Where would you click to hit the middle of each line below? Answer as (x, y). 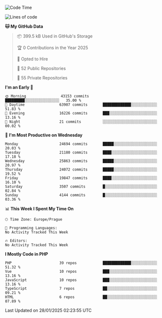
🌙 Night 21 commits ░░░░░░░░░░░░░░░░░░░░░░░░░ (81, 122)
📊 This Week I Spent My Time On (39, 209)
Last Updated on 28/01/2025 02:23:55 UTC (49, 310)
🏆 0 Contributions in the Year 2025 (52, 48)
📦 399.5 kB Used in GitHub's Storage (55, 36)
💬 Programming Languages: (31, 228)
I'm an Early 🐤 (19, 87)
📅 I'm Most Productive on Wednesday (44, 135)
